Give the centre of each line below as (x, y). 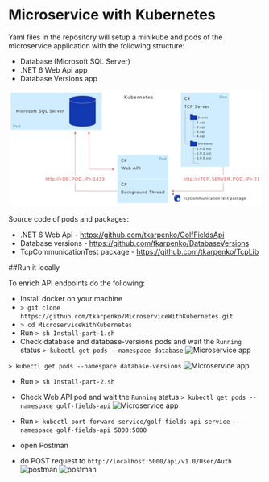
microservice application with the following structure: (97, 45)
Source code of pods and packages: (69, 219)
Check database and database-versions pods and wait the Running (130, 342)
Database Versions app (59, 78)
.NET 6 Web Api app (54, 69)
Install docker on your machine (71, 299)
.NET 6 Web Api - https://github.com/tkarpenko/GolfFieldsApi (122, 235)
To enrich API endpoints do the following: (77, 283)
